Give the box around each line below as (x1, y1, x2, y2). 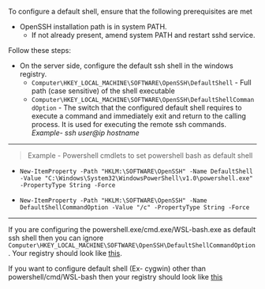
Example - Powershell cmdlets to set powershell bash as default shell (27, 151, 253, 160)
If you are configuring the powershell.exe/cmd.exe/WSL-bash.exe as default (8, 225, 256, 234)
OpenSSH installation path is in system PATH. (19, 22, 167, 31)
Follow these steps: (8, 46, 71, 54)
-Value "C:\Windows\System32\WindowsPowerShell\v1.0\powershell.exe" (19, 175, 254, 182)
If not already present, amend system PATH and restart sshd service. (31, 31, 256, 39)
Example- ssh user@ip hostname (31, 128, 140, 137)
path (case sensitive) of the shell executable (31, 86, 175, 96)
